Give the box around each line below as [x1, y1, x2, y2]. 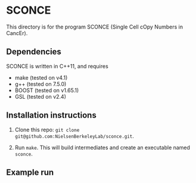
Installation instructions [6, 111, 97, 121]
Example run [6, 167, 54, 177]
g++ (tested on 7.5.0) [14, 80, 67, 87]
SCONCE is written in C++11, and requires [6, 62, 108, 70]
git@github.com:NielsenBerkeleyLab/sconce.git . [14, 132, 134, 140]
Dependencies [6, 47, 61, 57]
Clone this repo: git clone [14, 126, 80, 133]
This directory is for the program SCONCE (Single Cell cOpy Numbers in [6, 23, 183, 30]
